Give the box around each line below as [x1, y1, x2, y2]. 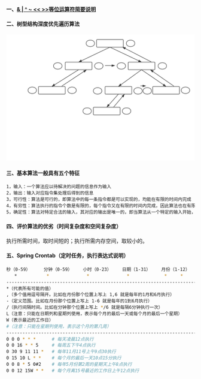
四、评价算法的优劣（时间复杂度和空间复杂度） [6, 222, 121, 230]
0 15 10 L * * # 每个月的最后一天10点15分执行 [6, 355, 121, 361]
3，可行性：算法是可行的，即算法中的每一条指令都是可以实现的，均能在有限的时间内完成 [6, 196, 191, 202]
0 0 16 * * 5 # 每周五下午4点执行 [6, 342, 96, 348]
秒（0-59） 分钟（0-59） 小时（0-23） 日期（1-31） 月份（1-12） [6, 266, 190, 272]
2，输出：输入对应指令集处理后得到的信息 [6, 190, 94, 196]
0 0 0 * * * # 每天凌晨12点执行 [6, 336, 94, 342]
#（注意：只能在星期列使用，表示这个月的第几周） [6, 323, 112, 329]
